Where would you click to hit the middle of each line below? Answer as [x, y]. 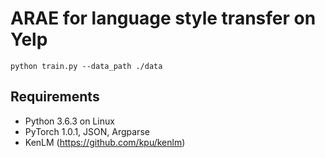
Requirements [55, 97]
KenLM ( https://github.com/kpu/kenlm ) [105, 142]
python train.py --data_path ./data [86, 66]
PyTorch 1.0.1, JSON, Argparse [87, 131]
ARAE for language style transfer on [163, 18]
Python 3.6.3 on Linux [69, 121]
